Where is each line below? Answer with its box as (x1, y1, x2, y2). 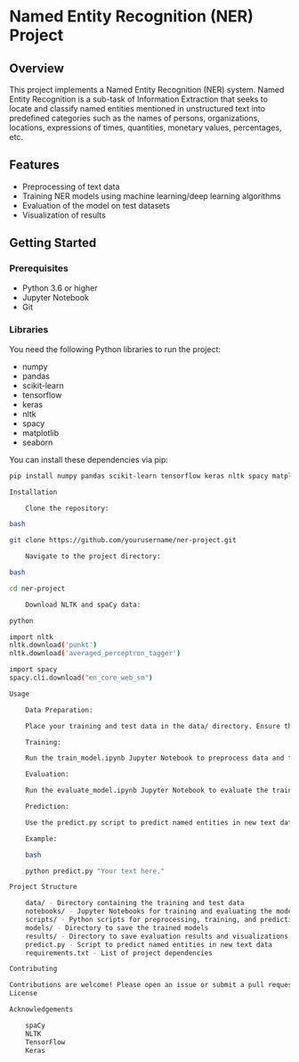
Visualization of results (21, 210, 107, 220)
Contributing (9, 965, 58, 974)
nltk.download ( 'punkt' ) (9, 640, 98, 650)
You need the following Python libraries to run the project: (9, 343, 221, 354)
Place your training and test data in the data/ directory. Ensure (25, 721, 280, 730)
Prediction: (25, 803, 69, 811)
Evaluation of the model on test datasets (21, 200, 171, 210)
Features (9, 158, 60, 173)
